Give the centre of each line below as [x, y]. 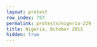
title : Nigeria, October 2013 [45, 29]
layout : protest [27, 12]
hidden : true [23, 35]
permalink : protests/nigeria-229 [49, 23]
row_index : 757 [26, 18]
